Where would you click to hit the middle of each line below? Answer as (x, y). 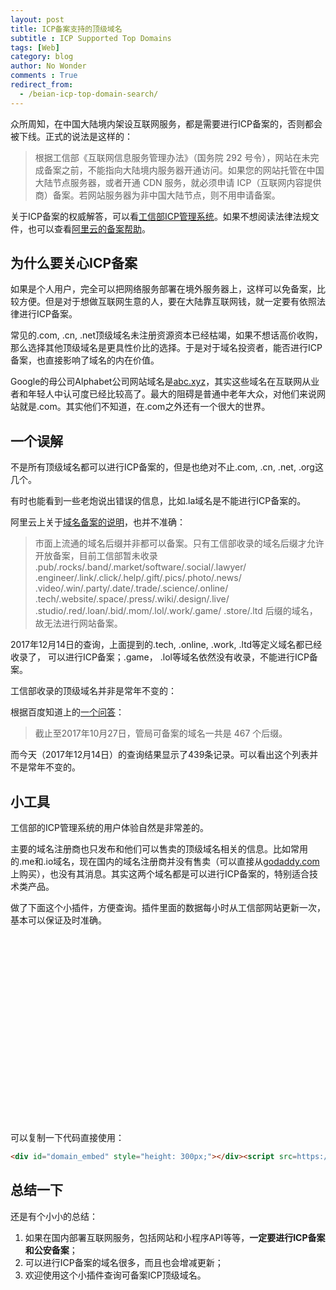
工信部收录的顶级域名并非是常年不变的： (93, 691)
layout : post (37, 19)
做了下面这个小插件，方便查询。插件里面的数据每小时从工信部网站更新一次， (168, 908)
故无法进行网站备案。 (78, 623)
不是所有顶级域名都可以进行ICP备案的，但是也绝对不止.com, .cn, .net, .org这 (167, 467)
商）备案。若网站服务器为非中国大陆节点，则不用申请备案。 (157, 195)
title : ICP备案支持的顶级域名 (66, 29)
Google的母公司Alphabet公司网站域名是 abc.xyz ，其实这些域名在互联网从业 (165, 382)
